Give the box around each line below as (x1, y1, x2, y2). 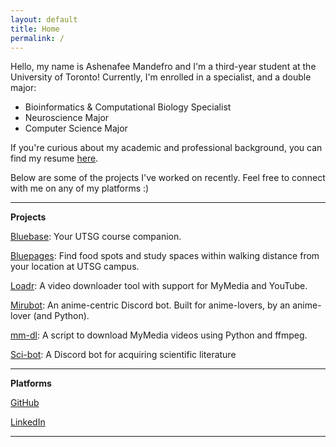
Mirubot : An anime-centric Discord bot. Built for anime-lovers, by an (10, 299, 291, 311)
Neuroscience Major (24, 112, 110, 124)
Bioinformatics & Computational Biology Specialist (24, 101, 232, 113)
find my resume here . (10, 152, 99, 165)
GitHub (10, 397, 40, 409)
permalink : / (10, 33, 65, 43)
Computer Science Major (24, 122, 128, 135)
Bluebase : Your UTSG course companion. (10, 231, 182, 243)
